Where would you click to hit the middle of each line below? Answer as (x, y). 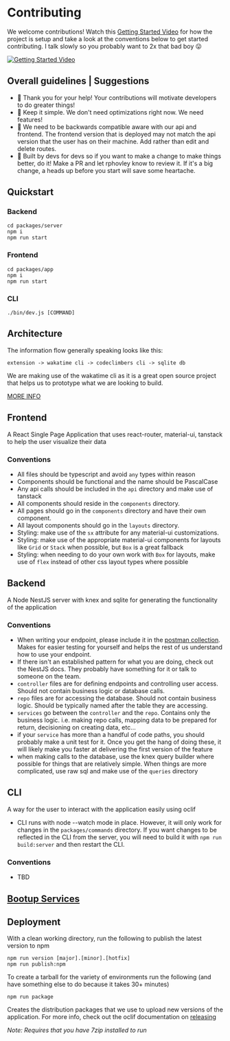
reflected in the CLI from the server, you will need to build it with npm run (119, 837)
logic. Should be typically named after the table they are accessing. (112, 705)
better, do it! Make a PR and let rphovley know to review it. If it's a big (115, 163)
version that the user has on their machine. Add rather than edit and (113, 141)
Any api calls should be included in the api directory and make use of (115, 489)
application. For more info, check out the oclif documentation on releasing (112, 1017)
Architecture (35, 334)
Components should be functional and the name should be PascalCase (117, 481)
